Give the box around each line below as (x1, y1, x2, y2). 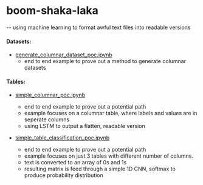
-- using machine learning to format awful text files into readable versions (6, 24, 191, 31)
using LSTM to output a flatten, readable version (24, 123, 146, 130)
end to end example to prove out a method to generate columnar (24, 58, 187, 65)
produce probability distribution (24, 172, 103, 179)
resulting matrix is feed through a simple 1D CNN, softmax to (24, 165, 176, 173)
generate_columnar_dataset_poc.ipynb (15, 51, 112, 58)
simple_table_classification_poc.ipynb (15, 134, 110, 141)
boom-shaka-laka (6, 4, 98, 18)
